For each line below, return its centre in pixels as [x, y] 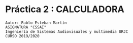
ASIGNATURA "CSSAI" [26, 27]
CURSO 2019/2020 [22, 36]
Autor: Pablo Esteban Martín [36, 23]
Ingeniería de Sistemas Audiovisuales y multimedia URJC [67, 31]
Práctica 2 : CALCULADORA [65, 9]
